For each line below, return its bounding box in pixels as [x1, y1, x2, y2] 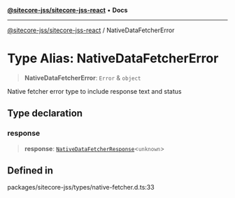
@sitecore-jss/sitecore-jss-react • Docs [7, 6, 128, 14]
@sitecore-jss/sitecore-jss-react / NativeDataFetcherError [7, 26, 175, 34]
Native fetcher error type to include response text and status [7, 87, 182, 95]
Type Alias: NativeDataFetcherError [7, 50, 219, 66]
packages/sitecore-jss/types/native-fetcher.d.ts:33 [7, 183, 155, 192]
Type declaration [7, 108, 83, 120]
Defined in [7, 164, 54, 177]
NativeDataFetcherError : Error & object [24, 73, 141, 82]
